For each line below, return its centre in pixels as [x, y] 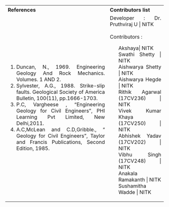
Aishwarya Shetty [140, 67]
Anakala [128, 173]
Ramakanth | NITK [140, 180]
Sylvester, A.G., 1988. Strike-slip [61, 86]
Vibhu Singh [140, 155]
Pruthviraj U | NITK [132, 24]
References [22, 10]
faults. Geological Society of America [61, 92]
